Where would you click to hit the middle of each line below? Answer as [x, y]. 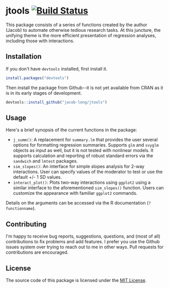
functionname [19, 209]
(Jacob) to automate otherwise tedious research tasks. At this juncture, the [83, 30]
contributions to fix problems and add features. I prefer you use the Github [83, 242]
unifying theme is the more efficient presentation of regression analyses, [81, 35]
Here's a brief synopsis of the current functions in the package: [71, 130]
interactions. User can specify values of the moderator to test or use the [88, 172]
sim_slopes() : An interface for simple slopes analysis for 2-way [79, 167]
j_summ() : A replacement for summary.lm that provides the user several [85, 140]
